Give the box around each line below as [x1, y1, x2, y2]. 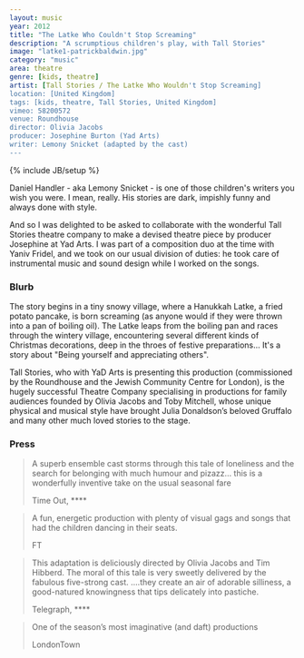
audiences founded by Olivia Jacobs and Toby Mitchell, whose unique [9, 396, 272, 407]
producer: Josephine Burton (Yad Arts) [9, 132, 161, 141]
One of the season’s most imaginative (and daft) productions [31, 622, 259, 633]
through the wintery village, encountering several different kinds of [9, 330, 260, 341]
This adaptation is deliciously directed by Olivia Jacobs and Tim [31, 557, 270, 568]
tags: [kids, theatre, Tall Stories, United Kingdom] [9, 97, 218, 107]
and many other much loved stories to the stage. [9, 415, 191, 427]
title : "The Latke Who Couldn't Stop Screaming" [9, 30, 197, 39]
